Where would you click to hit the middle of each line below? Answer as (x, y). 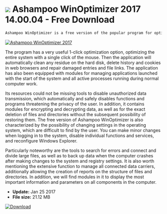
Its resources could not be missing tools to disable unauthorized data (76, 93)
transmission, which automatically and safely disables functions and (75, 98)
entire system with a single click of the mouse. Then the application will (78, 57)
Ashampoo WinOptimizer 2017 (77, 9)
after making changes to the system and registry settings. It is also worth (80, 161)
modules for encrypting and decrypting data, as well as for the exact (75, 109)
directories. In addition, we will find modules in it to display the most (75, 177)
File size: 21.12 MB (31, 197)
